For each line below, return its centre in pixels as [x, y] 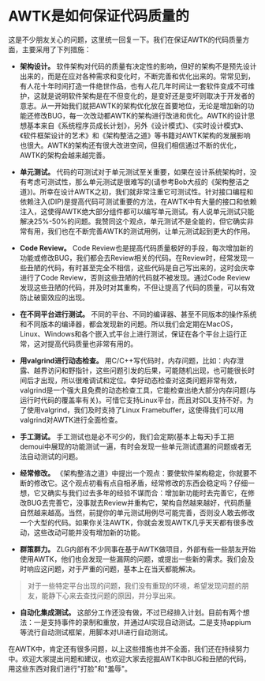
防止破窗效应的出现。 [54, 297]
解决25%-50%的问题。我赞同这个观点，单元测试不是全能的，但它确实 [133, 221]
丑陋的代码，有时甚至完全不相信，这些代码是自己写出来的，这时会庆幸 [140, 267]
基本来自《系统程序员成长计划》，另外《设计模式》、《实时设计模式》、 [137, 125]
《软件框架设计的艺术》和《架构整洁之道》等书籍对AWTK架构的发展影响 [135, 135]
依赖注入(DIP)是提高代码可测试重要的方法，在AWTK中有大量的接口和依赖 [138, 201]
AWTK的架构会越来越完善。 [64, 155]
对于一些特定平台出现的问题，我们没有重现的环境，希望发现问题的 [134, 585]
